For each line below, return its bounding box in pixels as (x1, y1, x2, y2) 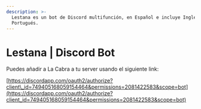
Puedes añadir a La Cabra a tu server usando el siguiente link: (6, 65, 159, 72)
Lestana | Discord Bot (6, 46, 115, 59)
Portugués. (11, 20, 39, 26)
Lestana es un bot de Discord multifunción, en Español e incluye (11, 14, 181, 20)
